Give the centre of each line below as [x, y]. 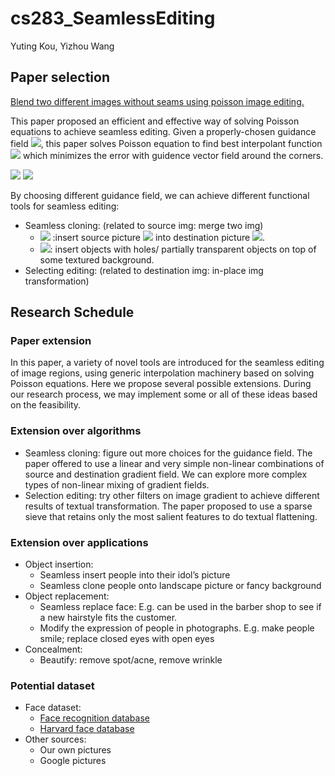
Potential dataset [52, 685]
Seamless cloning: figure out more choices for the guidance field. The [168, 453]
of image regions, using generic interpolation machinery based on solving [162, 373]
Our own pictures [75, 750]
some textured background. [97, 259]
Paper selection [60, 77]
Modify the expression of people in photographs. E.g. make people [177, 628]
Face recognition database [94, 718]
